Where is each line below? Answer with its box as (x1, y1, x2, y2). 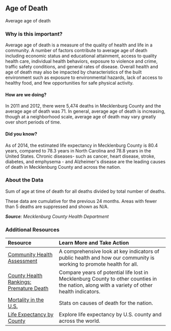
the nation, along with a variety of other (59, 282, 153, 289)
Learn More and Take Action (59, 239, 129, 246)
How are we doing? (5, 91, 47, 97)
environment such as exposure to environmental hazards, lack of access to (5, 74, 163, 81)
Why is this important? (5, 30, 63, 37)
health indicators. (59, 288, 101, 295)
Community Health (8, 251, 53, 258)
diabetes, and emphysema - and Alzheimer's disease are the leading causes (5, 158, 166, 165)
